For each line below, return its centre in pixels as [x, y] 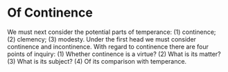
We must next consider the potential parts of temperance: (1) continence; [112, 32]
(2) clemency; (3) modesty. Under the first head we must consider [102, 39]
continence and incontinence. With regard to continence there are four [108, 46]
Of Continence [50, 13]
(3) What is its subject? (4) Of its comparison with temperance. [97, 61]
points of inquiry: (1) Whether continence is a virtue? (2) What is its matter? [114, 54]
